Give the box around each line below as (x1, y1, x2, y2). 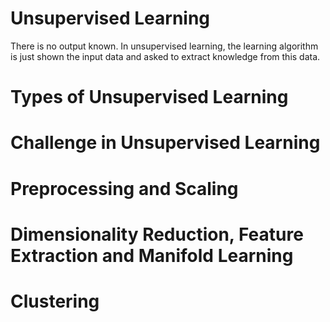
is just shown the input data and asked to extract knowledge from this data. (10, 50, 321, 62)
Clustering (10, 290, 100, 312)
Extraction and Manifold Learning (10, 244, 294, 267)
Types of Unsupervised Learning (10, 86, 289, 109)
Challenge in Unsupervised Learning (10, 132, 321, 154)
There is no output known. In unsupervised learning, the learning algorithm (10, 40, 319, 52)
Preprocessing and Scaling (10, 177, 239, 200)
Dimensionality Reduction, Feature (10, 223, 304, 246)
